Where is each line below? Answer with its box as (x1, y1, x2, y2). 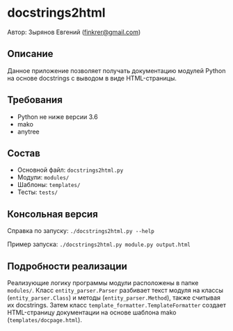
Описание (7, 48, 54, 60)
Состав (7, 147, 40, 159)
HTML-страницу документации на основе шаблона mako (7, 308, 177, 316)
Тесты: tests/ (17, 188, 58, 196)
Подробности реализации (7, 260, 127, 272)
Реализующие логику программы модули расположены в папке (7, 279, 199, 286)
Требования (7, 94, 63, 106)
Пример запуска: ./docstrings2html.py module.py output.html (7, 240, 191, 248)
